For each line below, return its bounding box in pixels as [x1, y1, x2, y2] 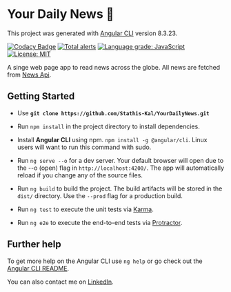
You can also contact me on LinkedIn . [7, 278, 114, 286]
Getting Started [7, 90, 75, 102]
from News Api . [7, 70, 52, 79]
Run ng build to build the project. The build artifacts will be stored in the [17, 184, 223, 193]
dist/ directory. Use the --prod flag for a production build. [17, 191, 183, 199]
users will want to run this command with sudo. [17, 143, 152, 151]
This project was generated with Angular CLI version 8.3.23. [7, 29, 178, 37]
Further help [7, 238, 62, 251]
